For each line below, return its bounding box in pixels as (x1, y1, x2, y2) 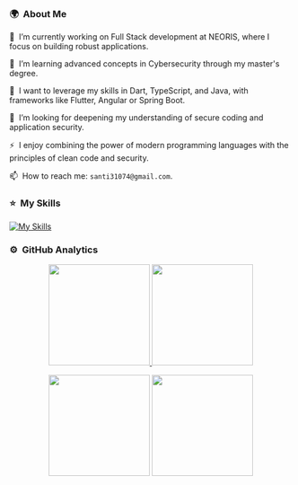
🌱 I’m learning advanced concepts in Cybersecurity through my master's (9, 58, 280, 69)
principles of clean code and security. (9, 153, 150, 163)
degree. (9, 68, 39, 79)
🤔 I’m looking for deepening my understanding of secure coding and (9, 112, 264, 123)
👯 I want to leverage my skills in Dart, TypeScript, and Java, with (9, 85, 249, 96)
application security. (9, 122, 85, 133)
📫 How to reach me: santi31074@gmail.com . (9, 171, 173, 181)
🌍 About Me (9, 7, 67, 20)
